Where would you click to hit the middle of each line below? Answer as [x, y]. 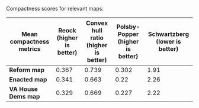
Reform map [27, 70]
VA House [24, 89]
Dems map [25, 96]
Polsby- [128, 27]
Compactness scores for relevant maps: [55, 9]
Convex [97, 23]
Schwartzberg [168, 34]
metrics [30, 49]
